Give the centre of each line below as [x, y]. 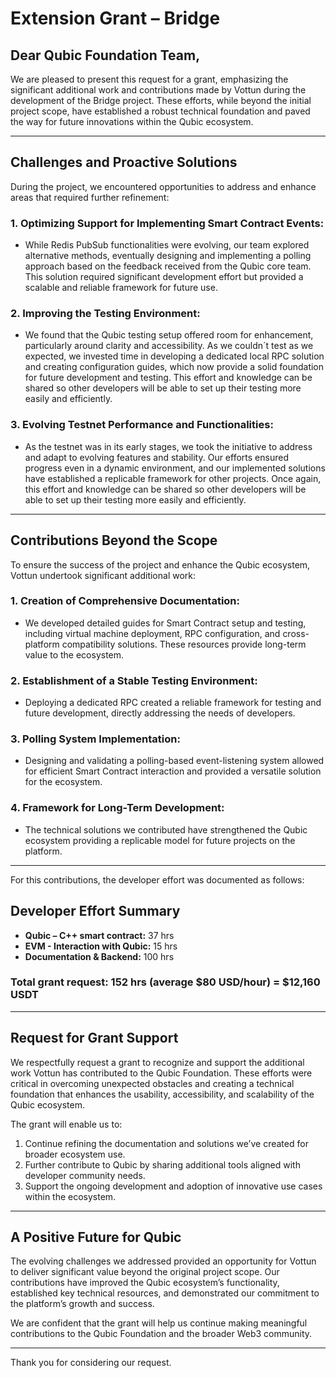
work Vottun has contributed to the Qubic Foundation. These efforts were [161, 1073]
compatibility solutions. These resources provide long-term [184, 644]
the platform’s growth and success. [82, 1304]
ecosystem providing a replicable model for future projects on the [160, 840]
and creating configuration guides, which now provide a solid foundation [174, 367]
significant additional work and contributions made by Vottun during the [158, 90]
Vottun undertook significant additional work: [103, 575]
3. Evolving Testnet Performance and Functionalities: [142, 425]
